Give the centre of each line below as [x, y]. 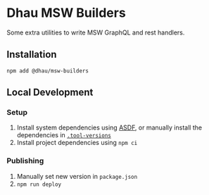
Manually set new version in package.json [77, 176]
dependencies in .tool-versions [64, 135]
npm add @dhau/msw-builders [48, 71]
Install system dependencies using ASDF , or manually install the [109, 127]
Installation [32, 55]
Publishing [25, 161]
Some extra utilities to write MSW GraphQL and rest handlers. [96, 32]
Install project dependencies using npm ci [77, 143]
